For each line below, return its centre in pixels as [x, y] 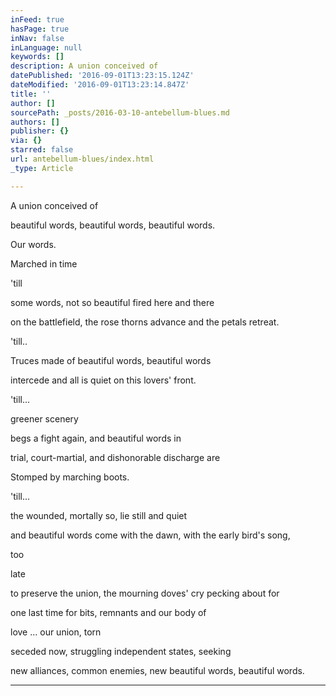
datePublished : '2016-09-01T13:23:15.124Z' [102, 76]
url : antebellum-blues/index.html [82, 159]
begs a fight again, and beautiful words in [96, 438]
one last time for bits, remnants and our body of [108, 612]
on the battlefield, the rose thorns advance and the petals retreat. [145, 322]
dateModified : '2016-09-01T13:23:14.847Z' [100, 85]
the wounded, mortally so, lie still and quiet [99, 515]
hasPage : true [40, 29]
